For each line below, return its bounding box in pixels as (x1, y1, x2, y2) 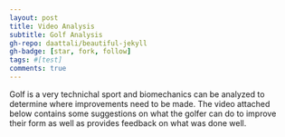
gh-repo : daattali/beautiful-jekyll (9, 38, 147, 48)
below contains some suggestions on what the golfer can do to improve (9, 108, 277, 119)
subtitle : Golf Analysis (9, 30, 103, 39)
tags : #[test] (9, 55, 63, 64)
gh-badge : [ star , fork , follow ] (9, 47, 131, 56)
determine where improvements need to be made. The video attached (9, 98, 271, 109)
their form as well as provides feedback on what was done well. (9, 117, 247, 128)
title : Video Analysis (9, 22, 95, 31)
